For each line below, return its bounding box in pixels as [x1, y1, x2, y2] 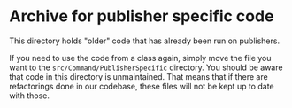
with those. [9, 90, 50, 101]
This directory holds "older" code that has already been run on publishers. [9, 35, 280, 46]
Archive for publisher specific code [9, 6, 274, 27]
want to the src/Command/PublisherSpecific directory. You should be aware [9, 62, 283, 73]
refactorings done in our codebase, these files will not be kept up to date [9, 81, 274, 91]
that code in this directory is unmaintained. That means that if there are [9, 71, 268, 81]
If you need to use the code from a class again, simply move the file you [9, 52, 272, 63]
